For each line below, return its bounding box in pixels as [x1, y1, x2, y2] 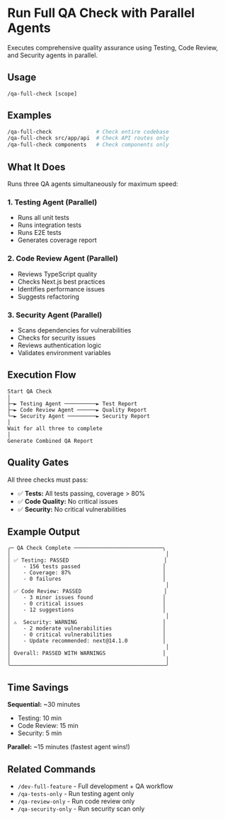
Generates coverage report [17, 236, 97, 245]
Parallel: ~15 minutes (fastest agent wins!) [7, 743, 131, 751]
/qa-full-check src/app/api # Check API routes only [7, 134, 170, 142]
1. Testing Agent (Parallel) [7, 197, 98, 207]
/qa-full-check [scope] [7, 90, 78, 97]
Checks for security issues [17, 333, 96, 342]
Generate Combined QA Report [7, 437, 93, 444]
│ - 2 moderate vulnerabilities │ [7, 625, 166, 633]
